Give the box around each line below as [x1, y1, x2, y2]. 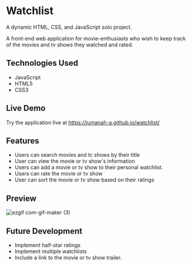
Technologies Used [6, 58, 78, 68]
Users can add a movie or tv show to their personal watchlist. [14, 164, 163, 171]
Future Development [6, 226, 83, 236]
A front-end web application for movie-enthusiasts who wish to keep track [6, 35, 186, 42]
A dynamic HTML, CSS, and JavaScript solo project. [6, 23, 132, 31]
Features [6, 136, 39, 146]
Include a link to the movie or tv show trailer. [14, 254, 122, 261]
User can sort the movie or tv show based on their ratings [14, 176, 154, 183]
